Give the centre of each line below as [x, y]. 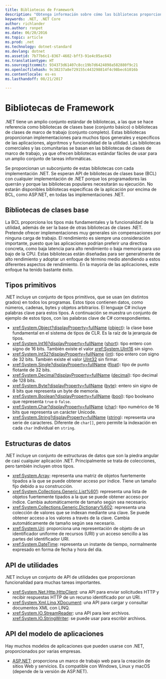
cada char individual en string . [44, 428]
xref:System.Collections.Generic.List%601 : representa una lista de [80, 491]
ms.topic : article [24, 38]
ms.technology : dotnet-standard [38, 47]
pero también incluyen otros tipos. [40, 466]
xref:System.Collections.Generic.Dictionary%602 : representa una [79, 507]
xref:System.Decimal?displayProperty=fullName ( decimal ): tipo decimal [85, 375]
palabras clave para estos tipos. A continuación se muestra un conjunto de [81, 313]
